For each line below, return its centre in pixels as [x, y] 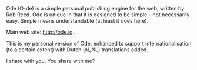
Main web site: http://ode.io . [41, 32]
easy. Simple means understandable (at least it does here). [77, 21]
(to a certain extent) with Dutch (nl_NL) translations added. [77, 50]
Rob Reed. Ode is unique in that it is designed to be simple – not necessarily [98, 15]
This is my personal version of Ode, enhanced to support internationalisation [99, 43]
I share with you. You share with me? [51, 61]
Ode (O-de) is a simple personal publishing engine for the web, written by [95, 8]
